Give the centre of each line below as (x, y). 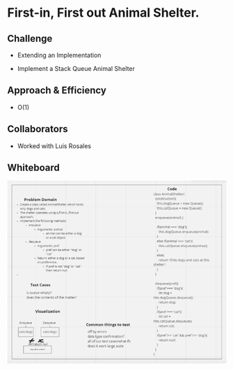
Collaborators (38, 129)
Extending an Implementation (59, 55)
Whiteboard (34, 168)
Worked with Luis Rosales (54, 146)
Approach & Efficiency (57, 91)
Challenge (30, 39)
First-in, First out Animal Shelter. (103, 13)
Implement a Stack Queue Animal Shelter (76, 69)
